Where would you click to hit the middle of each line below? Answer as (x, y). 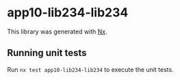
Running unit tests (47, 53)
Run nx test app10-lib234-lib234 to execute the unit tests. (90, 69)
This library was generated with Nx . (57, 31)
